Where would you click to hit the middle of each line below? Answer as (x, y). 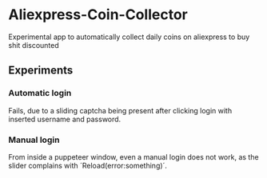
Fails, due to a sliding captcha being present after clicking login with (120, 110)
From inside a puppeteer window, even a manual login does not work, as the (133, 156)
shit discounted (34, 45)
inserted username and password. (65, 119)
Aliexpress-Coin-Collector (98, 15)
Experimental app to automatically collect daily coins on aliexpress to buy (129, 37)
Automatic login (40, 93)
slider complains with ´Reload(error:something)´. (88, 165)
